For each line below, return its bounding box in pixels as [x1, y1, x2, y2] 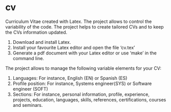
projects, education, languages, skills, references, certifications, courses [12, 96, 166, 103]
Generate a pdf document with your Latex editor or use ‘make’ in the [12, 50, 157, 56]
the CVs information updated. [5, 29, 68, 35]
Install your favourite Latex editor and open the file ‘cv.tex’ [12, 44, 135, 50]
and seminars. [12, 102, 43, 108]
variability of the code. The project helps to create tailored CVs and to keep [5, 23, 164, 30]
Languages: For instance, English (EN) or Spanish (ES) [12, 75, 127, 81]
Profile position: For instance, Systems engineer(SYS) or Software [12, 80, 152, 87]
